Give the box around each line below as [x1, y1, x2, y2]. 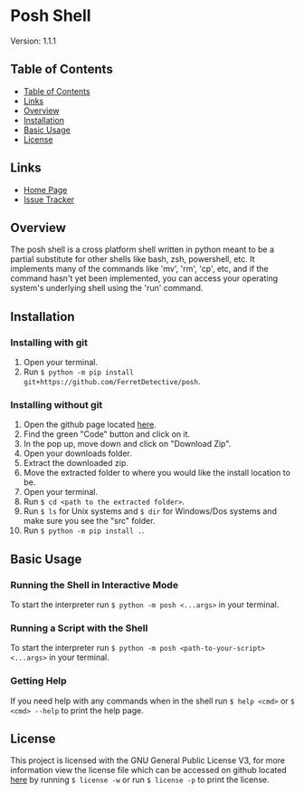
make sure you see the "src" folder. [23, 516, 156, 527]
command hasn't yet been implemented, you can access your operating [10, 273, 279, 284]
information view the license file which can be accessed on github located [10, 765, 288, 776]
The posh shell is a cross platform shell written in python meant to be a [10, 244, 275, 255]
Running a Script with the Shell [10, 622, 148, 634]
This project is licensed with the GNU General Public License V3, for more [10, 755, 286, 766]
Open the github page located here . [23, 419, 157, 431]
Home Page [23, 184, 68, 195]
